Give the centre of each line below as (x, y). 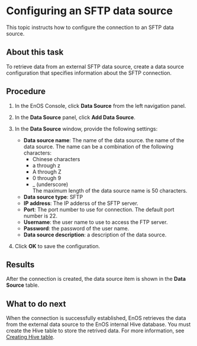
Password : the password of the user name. (76, 228)
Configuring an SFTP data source (90, 11)
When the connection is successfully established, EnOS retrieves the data (96, 318)
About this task (35, 52)
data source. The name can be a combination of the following (98, 146)
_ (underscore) (50, 184)
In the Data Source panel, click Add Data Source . (75, 117)
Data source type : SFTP (53, 197)
